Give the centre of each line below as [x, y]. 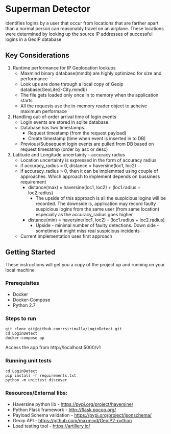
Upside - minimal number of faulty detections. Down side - [97, 225]
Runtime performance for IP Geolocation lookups [64, 67]
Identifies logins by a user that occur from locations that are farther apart [82, 23]
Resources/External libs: [36, 393]
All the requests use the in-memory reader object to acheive [83, 106]
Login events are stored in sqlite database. [65, 122]
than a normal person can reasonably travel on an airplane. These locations [85, 28]
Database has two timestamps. [53, 127]
